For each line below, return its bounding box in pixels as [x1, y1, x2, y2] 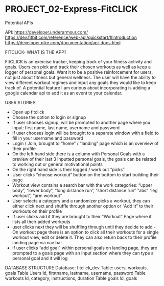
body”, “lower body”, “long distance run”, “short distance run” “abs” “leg [12, 187, 158, 193]
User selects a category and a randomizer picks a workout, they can [12, 198, 150, 203]
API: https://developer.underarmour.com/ [5, 29, 88, 35]
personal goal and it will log [12, 255, 68, 261]
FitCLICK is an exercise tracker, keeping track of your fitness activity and [5, 58, 152, 64]
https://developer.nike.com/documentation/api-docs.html [5, 39, 121, 45]
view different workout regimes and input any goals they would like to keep [5, 80, 157, 86]
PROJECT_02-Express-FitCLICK [5, 3, 138, 15]
